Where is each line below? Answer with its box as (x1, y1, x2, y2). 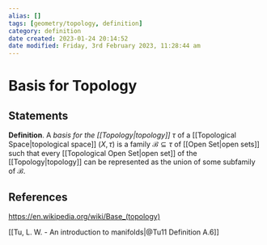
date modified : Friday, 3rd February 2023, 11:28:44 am (8, 42, 201, 50)
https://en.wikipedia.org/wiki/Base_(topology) (8, 211, 160, 221)
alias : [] (8, 11, 42, 20)
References (8, 190, 68, 204)
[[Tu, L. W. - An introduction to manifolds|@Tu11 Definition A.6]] (8, 227, 220, 237)
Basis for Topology (8, 77, 138, 95)
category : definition (8, 27, 82, 35)
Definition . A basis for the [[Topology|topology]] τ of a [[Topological (8, 130, 237, 140)
